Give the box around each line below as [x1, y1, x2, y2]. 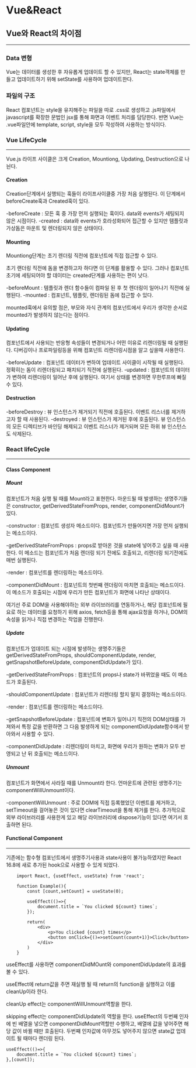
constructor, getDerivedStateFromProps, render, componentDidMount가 [12, 502, 185, 509]
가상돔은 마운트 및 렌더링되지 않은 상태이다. [6, 225, 104, 232]
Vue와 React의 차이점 [6, 28, 82, 38]
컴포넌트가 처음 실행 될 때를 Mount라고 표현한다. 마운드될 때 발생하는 [6, 495, 163, 502]
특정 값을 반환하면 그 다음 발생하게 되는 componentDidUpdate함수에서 [21, 723, 184, 730]
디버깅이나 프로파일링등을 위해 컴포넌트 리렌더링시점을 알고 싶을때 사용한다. [13, 346, 185, 353]
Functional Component [6, 835, 63, 842]
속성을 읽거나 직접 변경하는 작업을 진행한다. [6, 615, 104, 622]
